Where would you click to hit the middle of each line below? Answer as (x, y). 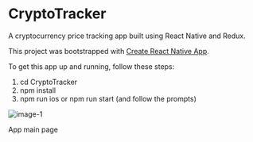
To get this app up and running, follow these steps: (91, 66)
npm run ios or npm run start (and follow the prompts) (108, 98)
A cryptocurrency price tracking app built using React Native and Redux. (127, 36)
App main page (33, 129)
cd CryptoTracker (49, 82)
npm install (38, 90)
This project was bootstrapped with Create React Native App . (109, 51)
